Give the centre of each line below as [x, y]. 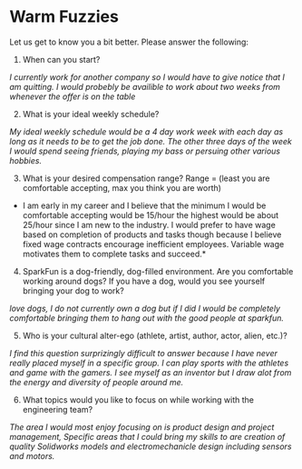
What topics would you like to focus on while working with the [138, 399]
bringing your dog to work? [73, 290]
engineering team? [58, 409]
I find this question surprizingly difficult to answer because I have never [144, 353]
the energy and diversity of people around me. [97, 382]
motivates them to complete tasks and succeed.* [114, 254]
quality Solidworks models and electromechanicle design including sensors [151, 446]
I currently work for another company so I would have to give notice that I [147, 77]
